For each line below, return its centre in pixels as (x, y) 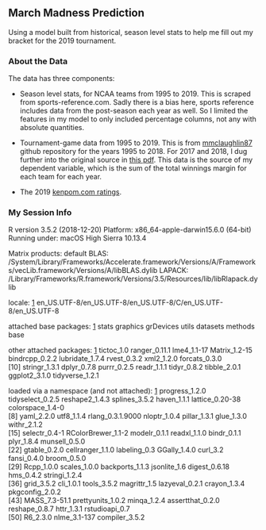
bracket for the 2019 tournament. (62, 40)
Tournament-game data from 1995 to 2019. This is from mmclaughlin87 (136, 143)
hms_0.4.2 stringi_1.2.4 (45, 475)
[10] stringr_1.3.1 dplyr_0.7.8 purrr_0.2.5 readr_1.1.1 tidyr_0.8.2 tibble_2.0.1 (125, 367)
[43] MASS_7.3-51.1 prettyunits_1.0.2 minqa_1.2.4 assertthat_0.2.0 (114, 501)
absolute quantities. (52, 128)
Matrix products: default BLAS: (58, 254)
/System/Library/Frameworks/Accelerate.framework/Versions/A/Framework (132, 262)
